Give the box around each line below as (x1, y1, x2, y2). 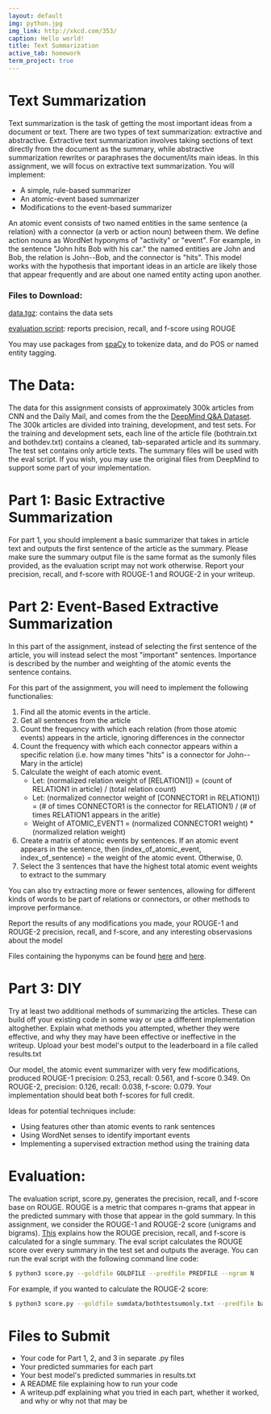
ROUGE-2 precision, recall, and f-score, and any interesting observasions (8, 927, 252, 936)
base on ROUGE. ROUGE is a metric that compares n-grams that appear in (8, 1202, 256, 1211)
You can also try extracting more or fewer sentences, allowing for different (8, 885, 256, 895)
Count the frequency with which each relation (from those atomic (19, 724, 238, 734)
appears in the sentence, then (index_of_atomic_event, (19, 844, 202, 854)
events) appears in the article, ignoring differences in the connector (19, 732, 245, 743)
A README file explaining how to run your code (19, 1379, 178, 1389)
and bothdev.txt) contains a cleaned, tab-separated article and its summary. (8, 437, 261, 447)
